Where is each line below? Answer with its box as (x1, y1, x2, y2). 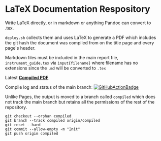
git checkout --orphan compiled (5, 113, 71, 119)
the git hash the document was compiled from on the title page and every (5, 39, 154, 45)
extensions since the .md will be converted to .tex (5, 65, 106, 71)
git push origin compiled (5, 131, 58, 136)
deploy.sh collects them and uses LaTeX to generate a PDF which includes (5, 35, 156, 40)
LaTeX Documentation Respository (5, 3, 150, 15)
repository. (5, 104, 27, 110)
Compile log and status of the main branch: (5, 84, 93, 90)
